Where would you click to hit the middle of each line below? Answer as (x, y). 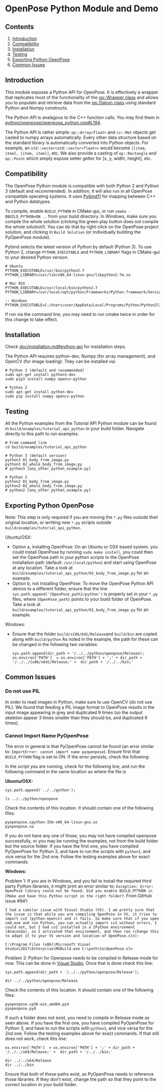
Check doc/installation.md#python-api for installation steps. (66, 347)
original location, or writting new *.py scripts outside (58, 522)
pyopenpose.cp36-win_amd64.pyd (37, 1004)
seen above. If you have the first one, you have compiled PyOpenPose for (80, 1023)
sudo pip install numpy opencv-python (45, 396)
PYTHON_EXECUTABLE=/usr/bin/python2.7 (45, 271)
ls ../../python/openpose (31, 799)
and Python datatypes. (28, 201)
